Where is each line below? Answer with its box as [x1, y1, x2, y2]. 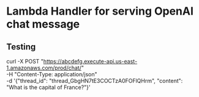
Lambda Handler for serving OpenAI [6, 4, 194, 18]
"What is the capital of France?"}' [6, 84, 91, 91]
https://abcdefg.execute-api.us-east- [43, 58, 138, 65]
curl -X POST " [6, 58, 44, 65]
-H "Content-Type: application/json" [6, 71, 97, 77]
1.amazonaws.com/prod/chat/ [6, 64, 81, 71]
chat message [6, 17, 80, 31]
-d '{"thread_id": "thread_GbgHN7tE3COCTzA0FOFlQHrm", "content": [6, 77, 183, 84]
